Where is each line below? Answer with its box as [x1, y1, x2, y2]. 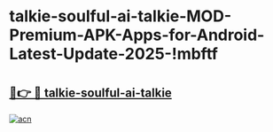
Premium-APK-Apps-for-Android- [9, 25, 265, 45]
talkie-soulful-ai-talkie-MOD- [9, 6, 232, 27]
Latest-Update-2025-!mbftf [9, 44, 219, 64]
